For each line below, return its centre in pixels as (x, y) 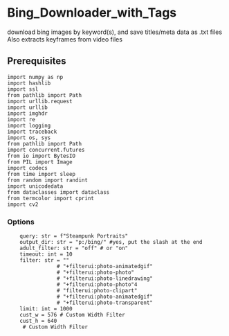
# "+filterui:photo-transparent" (105, 303)
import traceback (32, 132)
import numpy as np (35, 77)
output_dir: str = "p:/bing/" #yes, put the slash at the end (111, 242)
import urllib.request (40, 101)
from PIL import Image (40, 162)
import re (21, 119)
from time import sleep (42, 174)
